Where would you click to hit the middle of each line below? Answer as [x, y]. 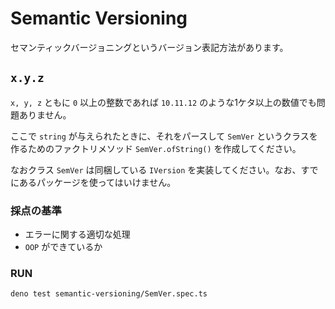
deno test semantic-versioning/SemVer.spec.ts [109, 294]
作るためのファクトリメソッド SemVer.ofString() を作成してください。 [156, 148]
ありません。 [45, 114]
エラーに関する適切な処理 [77, 234]
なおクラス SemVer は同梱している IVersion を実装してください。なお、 [156, 169]
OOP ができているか [63, 247]
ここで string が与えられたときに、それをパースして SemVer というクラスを [164, 136]
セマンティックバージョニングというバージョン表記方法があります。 [149, 47]
